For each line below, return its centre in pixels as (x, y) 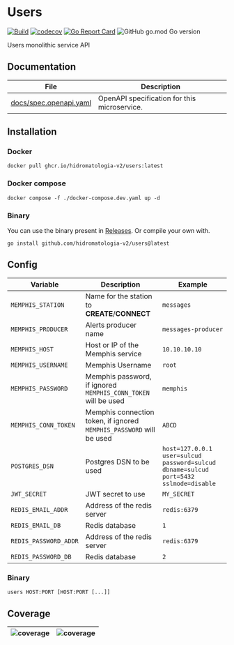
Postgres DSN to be (117, 462)
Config (22, 265)
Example (193, 284)
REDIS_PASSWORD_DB (41, 556)
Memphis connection (120, 412)
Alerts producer (111, 325)
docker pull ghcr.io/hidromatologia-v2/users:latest (85, 166)
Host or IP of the (112, 344)
